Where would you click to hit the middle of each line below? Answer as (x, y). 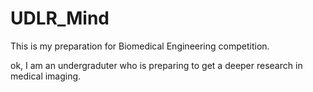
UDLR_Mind (60, 18)
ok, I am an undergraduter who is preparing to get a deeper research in (156, 65)
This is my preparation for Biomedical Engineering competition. (140, 46)
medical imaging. (46, 76)
